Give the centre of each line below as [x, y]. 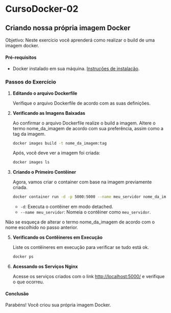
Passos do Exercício [31, 82]
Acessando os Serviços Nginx [45, 266]
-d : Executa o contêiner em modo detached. [67, 207]
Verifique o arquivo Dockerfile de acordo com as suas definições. [81, 103]
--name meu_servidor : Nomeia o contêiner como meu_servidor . [86, 212]
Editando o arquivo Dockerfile [45, 93]
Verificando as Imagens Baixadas [49, 113]
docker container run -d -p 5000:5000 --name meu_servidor [77, 197]
